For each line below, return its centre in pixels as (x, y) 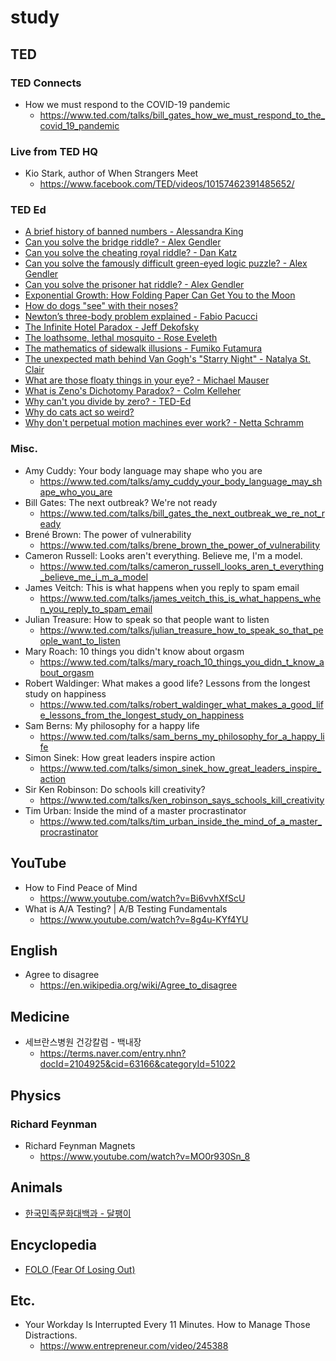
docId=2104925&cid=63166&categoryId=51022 (137, 1064)
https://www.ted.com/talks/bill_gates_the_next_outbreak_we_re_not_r (182, 513)
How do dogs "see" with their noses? (101, 306)
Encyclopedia (53, 1245)
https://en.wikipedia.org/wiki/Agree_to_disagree (138, 985)
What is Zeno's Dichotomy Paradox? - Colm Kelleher (133, 391)
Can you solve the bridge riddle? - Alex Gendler (123, 242)
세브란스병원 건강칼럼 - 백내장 (83, 1042)
